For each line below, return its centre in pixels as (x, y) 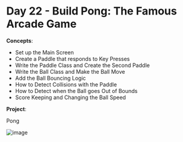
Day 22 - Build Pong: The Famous (92, 11)
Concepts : (20, 40)
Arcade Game (42, 24)
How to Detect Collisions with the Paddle (66, 84)
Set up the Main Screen (44, 52)
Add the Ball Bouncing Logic (50, 78)
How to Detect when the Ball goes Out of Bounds (76, 91)
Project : (16, 109)
